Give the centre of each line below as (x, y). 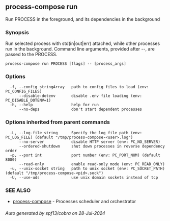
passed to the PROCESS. (31, 55)
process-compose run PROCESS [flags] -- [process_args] (66, 64)
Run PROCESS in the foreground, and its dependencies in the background (83, 19)
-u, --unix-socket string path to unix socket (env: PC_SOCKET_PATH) (88, 168)
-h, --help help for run (54, 105)
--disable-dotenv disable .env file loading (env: (80, 96)
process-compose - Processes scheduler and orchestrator (74, 201)
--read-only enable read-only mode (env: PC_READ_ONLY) (92, 164)
